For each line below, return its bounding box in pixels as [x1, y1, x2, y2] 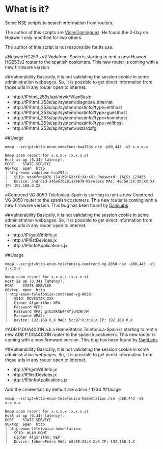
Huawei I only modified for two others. [5, 35, 82, 40]
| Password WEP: [5, 304, 43, 309]
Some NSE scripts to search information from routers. [5, 20, 114, 26]
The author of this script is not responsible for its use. [5, 44, 114, 50]
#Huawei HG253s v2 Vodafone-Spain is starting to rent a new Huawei [5, 53, 146, 60]
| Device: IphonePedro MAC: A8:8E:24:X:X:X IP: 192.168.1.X [5, 439, 135, 444]
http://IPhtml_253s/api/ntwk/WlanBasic [12, 94, 92, 100]
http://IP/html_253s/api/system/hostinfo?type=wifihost [12, 120, 123, 126]
